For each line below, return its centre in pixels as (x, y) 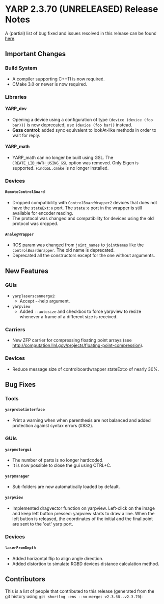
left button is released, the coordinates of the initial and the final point (82, 519)
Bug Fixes (20, 384)
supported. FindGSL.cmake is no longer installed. (60, 168)
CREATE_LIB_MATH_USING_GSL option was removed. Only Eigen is (75, 163)
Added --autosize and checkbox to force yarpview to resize (80, 311)
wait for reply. (26, 135)
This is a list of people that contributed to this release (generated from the (80, 591)
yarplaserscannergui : (34, 296)
